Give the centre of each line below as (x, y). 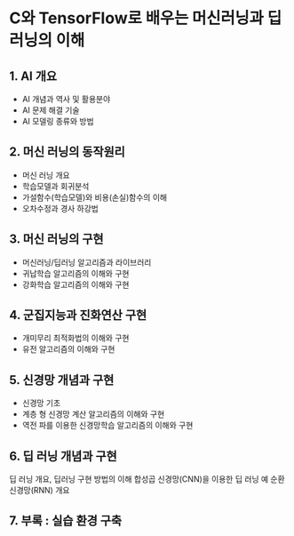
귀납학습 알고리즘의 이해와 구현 (75, 273)
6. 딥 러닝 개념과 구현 (63, 456)
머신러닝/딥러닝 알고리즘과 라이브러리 (87, 262)
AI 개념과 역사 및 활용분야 (66, 99)
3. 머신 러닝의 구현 (56, 240)
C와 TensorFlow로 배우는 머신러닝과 (137, 18)
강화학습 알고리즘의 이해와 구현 (75, 284)
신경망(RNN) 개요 (40, 491)
